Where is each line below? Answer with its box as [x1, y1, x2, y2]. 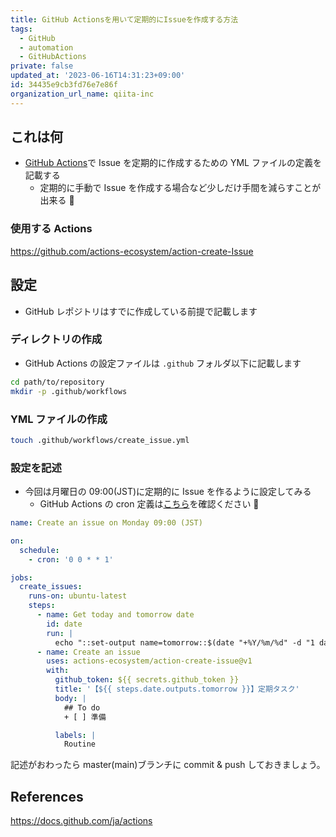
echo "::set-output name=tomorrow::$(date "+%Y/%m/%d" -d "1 [54, 637, 315, 648]
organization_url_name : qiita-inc [10, 89, 155, 99]
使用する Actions [10, 222, 93, 236]
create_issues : [19, 582, 83, 592]
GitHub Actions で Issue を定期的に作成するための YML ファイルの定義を [24, 157, 322, 169]
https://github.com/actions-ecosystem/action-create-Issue [10, 245, 254, 257]
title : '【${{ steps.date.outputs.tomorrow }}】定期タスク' [54, 684, 300, 695]
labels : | [54, 730, 97, 740]
